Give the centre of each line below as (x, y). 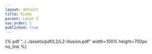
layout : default (22, 9)
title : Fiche (18, 14)
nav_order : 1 (18, 23)
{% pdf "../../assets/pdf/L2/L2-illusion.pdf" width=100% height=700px (76, 41)
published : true (22, 28)
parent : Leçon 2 (22, 18)
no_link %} (16, 47)
